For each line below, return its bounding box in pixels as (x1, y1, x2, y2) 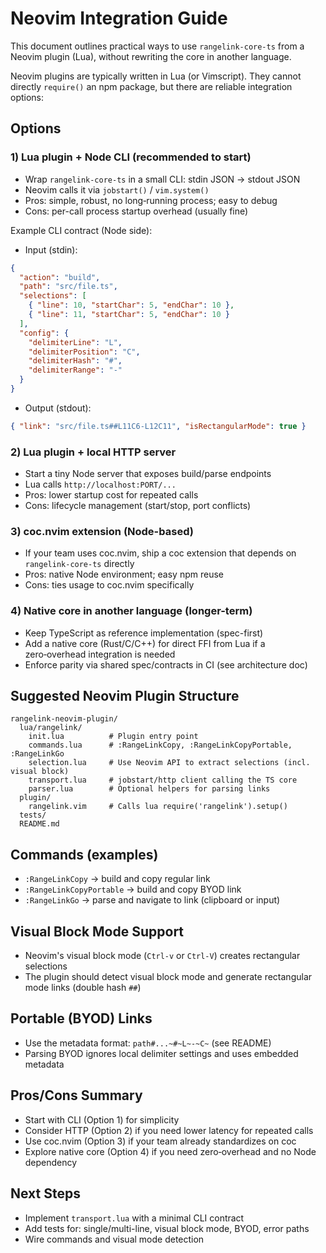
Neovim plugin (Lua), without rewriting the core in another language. (10, 50, 292, 62)
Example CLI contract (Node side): (10, 224, 153, 236)
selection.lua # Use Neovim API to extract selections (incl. (28, 758, 311, 768)
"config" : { (19, 328, 70, 338)
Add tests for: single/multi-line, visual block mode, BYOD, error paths (24, 1222, 310, 1234)
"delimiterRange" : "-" (28, 365, 123, 376)
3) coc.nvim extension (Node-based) (10, 524, 194, 538)
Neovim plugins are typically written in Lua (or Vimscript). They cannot (10, 70, 302, 82)
